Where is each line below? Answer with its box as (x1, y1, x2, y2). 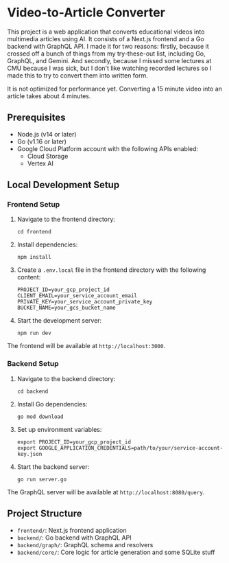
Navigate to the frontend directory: (16, 215, 115, 224)
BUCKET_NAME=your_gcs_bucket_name (16, 304, 116, 312)
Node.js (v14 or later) (16, 130, 77, 138)
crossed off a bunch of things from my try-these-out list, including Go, (7, 49, 206, 58)
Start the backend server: (16, 462, 90, 471)
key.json (16, 450, 43, 457)
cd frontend (16, 229, 51, 235)
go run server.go (16, 476, 67, 483)
